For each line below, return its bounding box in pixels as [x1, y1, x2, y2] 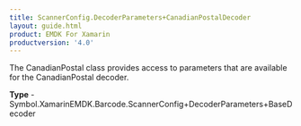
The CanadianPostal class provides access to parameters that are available [9, 63, 288, 73]
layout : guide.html [9, 21, 83, 30]
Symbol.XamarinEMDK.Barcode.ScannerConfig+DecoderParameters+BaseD [9, 99, 293, 110]
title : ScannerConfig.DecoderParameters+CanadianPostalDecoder [9, 13, 252, 22]
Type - [9, 89, 35, 100]
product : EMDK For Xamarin [9, 29, 111, 38]
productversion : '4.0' [9, 38, 94, 47]
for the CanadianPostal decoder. [9, 72, 129, 83]
